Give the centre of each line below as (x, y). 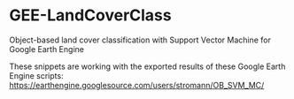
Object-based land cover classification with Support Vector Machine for (140, 40)
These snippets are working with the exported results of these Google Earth (147, 66)
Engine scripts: (36, 75)
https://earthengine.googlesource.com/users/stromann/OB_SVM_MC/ (137, 85)
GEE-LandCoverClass (90, 15)
